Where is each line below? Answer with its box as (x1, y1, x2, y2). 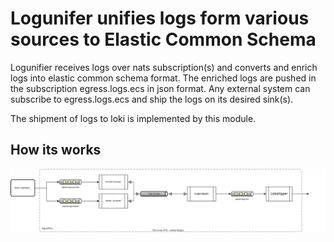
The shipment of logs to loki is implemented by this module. (10, 112, 257, 124)
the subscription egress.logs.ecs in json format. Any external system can (10, 82, 311, 94)
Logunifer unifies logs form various (10, 7, 310, 30)
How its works (10, 142, 102, 159)
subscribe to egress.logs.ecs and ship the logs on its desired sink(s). (10, 93, 294, 105)
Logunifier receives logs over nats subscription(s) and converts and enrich (10, 61, 318, 73)
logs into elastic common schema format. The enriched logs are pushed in (10, 72, 317, 84)
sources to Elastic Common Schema (10, 28, 317, 51)
